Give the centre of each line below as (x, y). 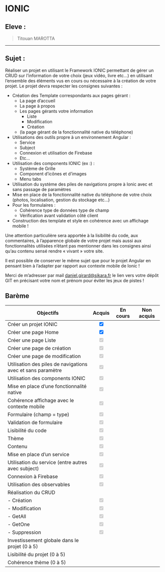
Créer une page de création (39, 348)
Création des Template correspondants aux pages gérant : (71, 95)
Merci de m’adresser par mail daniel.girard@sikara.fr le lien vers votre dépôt (82, 275)
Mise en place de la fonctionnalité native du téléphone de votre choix (82, 194)
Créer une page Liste (32, 340)
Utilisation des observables (39, 484)
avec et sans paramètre (35, 370)
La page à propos (37, 106)
